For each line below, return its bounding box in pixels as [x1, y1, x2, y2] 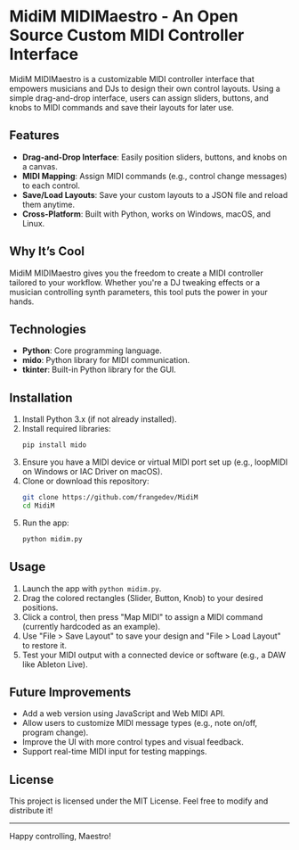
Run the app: [21, 517, 69, 528]
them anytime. [21, 199, 76, 210]
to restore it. [21, 640, 68, 650]
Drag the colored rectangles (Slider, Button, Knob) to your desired [21, 592, 263, 603]
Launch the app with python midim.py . [21, 582, 162, 594]
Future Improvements [9, 684, 132, 699]
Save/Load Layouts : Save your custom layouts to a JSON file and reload [21, 189, 288, 200]
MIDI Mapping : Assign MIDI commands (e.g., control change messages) [21, 170, 287, 181]
